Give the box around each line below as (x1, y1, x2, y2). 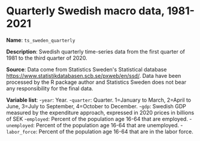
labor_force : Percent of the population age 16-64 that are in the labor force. (6, 128, 193, 135)
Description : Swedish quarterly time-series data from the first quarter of (6, 48, 186, 55)
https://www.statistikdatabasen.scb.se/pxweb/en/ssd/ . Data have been (6, 72, 181, 79)
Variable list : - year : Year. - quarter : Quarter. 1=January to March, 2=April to (6, 96, 192, 104)
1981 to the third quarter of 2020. (6, 54, 88, 61)
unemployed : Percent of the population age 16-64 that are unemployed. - (6, 121, 183, 129)
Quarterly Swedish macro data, (6, 4, 165, 18)
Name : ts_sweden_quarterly (6, 36, 75, 43)
